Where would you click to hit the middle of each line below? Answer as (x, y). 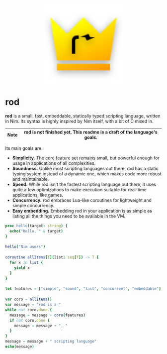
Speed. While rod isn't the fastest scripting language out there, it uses (84, 184)
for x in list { (26, 263)
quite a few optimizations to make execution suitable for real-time (79, 189)
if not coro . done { (30, 320)
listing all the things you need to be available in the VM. (69, 216)
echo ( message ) (20, 347)
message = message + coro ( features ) (47, 315)
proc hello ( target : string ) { (37, 226)
